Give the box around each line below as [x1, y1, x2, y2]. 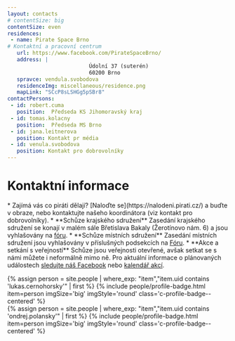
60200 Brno [88, 69, 121, 76]
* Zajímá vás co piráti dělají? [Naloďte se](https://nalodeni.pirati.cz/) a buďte [7, 201, 228, 210]
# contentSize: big [7, 17, 65, 24]
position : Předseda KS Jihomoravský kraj [16, 108, 142, 115]
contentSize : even [7, 23, 61, 30]
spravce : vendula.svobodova [16, 75, 99, 83]
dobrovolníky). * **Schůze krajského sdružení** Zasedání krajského [7, 216, 206, 224]
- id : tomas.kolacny [10, 115, 71, 122]
